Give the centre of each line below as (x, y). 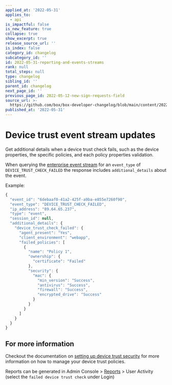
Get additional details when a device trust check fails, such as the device (82, 149)
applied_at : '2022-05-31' (33, 10)
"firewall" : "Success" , (63, 290)
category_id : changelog (31, 53)
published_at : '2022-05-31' (35, 110)
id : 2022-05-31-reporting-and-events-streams (55, 62)
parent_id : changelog (28, 86)
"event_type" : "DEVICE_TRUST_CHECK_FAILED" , (58, 204)
